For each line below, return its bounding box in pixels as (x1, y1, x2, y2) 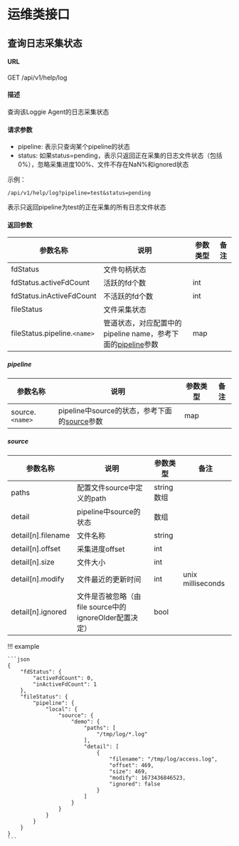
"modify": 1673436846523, (109, 774, 186, 782)
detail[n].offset (11, 544, 60, 554)
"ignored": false (109, 780, 161, 788)
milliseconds (182, 578, 225, 588)
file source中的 (77, 602, 127, 612)
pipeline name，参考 (102, 329, 172, 339)
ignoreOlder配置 (77, 613, 132, 623)
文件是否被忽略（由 (77, 592, 142, 602)
